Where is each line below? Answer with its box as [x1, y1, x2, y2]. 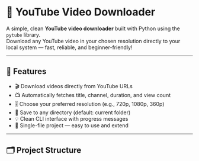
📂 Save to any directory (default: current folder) [14, 109, 131, 116]
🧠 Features [6, 66, 47, 76]
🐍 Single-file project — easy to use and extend [14, 121, 129, 129]
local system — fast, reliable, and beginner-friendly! [6, 44, 133, 51]
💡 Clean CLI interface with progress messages [14, 115, 129, 122]
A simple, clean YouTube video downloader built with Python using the [6, 25, 181, 32]
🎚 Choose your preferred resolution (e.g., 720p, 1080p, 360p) [14, 100, 165, 107]
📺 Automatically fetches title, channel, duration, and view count [14, 91, 171, 98]
